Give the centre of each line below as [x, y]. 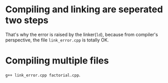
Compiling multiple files [57, 61]
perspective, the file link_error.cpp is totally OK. [57, 40]
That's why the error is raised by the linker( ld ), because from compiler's [82, 34]
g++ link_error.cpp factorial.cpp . [43, 75]
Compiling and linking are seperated [84, 9]
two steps [27, 20]
